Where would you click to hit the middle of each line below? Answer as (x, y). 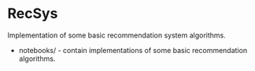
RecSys (33, 14)
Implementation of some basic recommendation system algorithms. (116, 35)
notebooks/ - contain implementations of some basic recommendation (133, 50)
